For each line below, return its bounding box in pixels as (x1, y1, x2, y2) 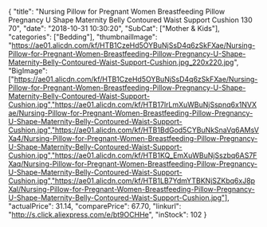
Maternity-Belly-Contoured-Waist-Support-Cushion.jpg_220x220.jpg (8, 57, 234, 67)
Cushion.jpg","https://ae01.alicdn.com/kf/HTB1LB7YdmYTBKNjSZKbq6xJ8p (8, 176, 256, 186)
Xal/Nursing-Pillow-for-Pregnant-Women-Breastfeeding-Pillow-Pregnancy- (8, 185, 255, 194)
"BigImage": (8, 66, 48, 75)
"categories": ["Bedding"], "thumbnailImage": (8, 32, 158, 41)
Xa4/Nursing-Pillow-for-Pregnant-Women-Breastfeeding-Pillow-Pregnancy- (8, 134, 258, 143)
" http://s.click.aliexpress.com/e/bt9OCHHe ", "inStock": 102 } (8, 210, 207, 219)
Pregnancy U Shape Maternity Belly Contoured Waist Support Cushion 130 (8, 15, 253, 25)
